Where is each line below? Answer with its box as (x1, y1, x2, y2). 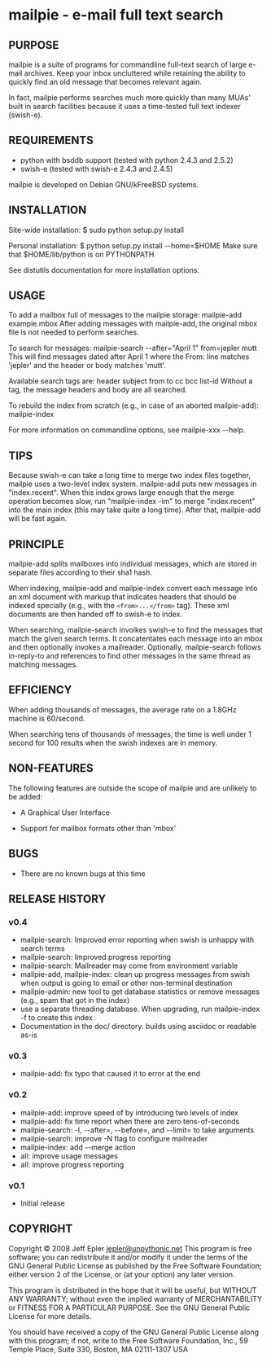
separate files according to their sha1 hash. (8, 567, 153, 577)
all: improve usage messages (20, 1150, 118, 1161)
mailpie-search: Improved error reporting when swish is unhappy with (20, 935, 255, 945)
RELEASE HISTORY (8, 891, 107, 905)
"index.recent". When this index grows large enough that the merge (8, 488, 234, 497)
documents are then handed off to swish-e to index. (8, 609, 183, 620)
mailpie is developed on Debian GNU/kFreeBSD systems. (8, 179, 199, 189)
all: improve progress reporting (20, 1159, 125, 1169)
